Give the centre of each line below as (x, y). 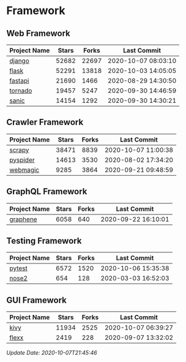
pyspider (22, 160)
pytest (18, 268)
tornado (21, 91)
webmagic (24, 170)
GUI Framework (37, 300)
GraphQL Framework (47, 191)
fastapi (19, 81)
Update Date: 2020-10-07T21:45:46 (52, 353)
